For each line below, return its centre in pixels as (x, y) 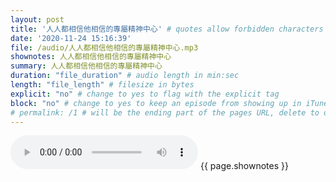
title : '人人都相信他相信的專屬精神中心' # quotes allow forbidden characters (167, 29)
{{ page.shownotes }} (244, 166)
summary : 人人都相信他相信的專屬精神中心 (86, 66)
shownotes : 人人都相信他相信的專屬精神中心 (91, 57)
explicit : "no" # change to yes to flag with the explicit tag (145, 94)
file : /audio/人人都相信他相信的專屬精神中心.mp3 (104, 47)
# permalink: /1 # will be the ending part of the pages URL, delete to (165, 112)
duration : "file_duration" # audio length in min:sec (125, 76)
